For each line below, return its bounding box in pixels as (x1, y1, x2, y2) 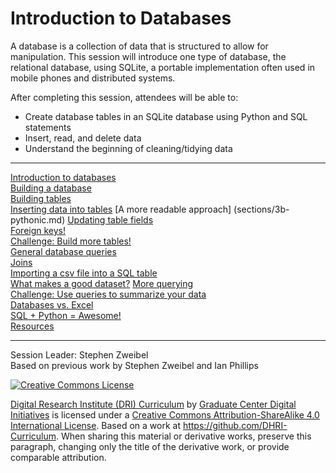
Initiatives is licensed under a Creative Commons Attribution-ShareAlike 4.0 (10, 408, 320, 421)
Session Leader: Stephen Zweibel (10, 348, 149, 361)
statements (24, 121, 72, 133)
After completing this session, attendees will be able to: (10, 91, 239, 103)
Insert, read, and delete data (24, 132, 142, 144)
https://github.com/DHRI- (182, 419, 288, 431)
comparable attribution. (10, 451, 107, 463)
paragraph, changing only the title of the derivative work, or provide (10, 440, 290, 452)
